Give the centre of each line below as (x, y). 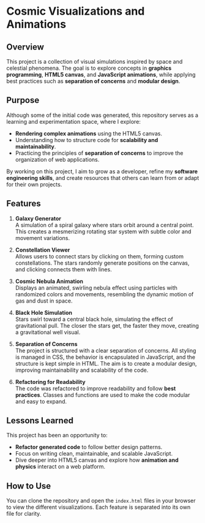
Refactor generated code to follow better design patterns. (89, 447)
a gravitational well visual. (48, 332)
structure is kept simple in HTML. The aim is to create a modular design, (106, 363)
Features (24, 204)
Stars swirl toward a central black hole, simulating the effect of (94, 319)
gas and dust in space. (44, 301)
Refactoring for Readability (50, 382)
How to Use (29, 486)
